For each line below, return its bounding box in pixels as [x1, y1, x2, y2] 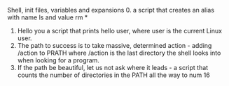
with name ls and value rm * [7, 13, 88, 21]
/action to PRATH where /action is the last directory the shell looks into [17, 49, 221, 57]
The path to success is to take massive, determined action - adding [17, 42, 212, 49]
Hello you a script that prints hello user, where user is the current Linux [17, 27, 223, 35]
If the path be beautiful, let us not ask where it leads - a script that [17, 64, 209, 71]
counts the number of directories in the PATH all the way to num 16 [17, 71, 210, 79]
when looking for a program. [17, 56, 100, 64]
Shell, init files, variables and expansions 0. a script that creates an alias [7, 6, 215, 14]
